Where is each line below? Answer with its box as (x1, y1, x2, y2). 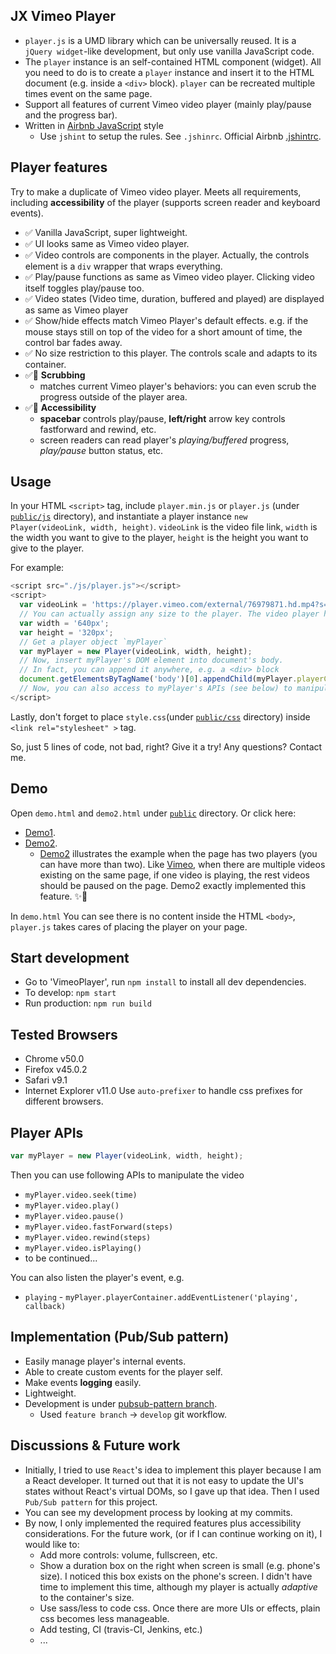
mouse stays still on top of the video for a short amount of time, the (24, 325, 303, 338)
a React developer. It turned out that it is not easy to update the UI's (24, 1474, 304, 1486)
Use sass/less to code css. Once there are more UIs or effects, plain (39, 1602, 321, 1614)
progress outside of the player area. (39, 390, 188, 403)
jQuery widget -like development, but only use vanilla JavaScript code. (24, 45, 315, 57)
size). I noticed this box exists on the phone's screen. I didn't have (39, 1570, 313, 1582)
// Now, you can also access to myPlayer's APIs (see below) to (19, 684, 293, 694)
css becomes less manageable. (39, 1612, 170, 1624)
